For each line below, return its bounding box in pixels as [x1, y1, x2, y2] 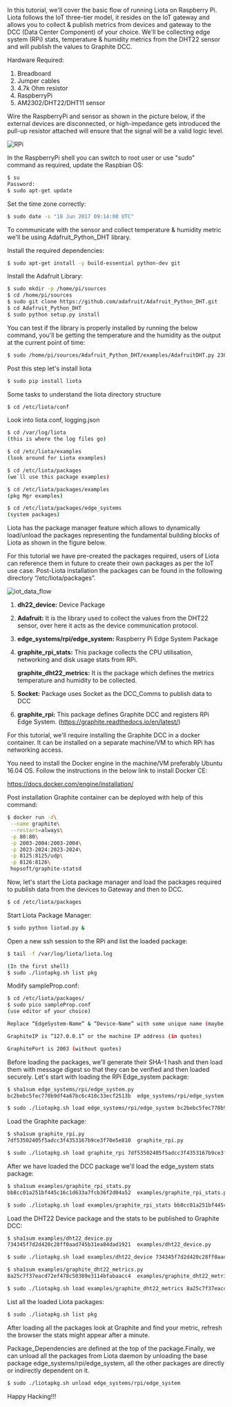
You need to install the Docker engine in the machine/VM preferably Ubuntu [7, 759, 223, 768]
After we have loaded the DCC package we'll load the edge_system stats [7, 1162, 214, 1170]
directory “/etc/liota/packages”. [7, 574, 96, 583]
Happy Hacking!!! [7, 1392, 57, 1400]
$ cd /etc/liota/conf [7, 404, 70, 410]
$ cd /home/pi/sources [7, 292, 72, 299]
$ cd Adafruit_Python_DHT [7, 305, 81, 312]
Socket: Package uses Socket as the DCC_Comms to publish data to [17, 690, 213, 698]
